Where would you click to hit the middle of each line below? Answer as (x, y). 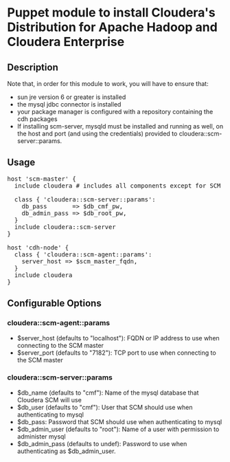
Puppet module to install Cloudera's (111, 13)
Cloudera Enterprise (66, 42)
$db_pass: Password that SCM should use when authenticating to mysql (119, 421)
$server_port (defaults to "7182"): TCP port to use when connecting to (116, 353)
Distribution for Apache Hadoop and (112, 27)
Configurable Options (54, 304)
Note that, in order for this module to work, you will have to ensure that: (108, 84)
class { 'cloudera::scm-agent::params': (83, 254)
